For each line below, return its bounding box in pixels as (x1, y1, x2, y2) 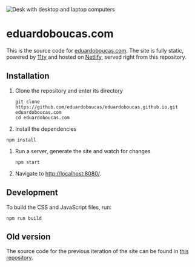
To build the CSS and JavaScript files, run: (6, 203, 112, 211)
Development (6, 188, 59, 198)
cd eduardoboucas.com (15, 114, 70, 120)
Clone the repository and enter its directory (15, 87, 123, 94)
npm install (6, 137, 36, 143)
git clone (15, 99, 41, 105)
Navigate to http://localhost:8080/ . (15, 170, 102, 177)
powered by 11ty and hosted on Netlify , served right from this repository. (6, 53, 187, 61)
